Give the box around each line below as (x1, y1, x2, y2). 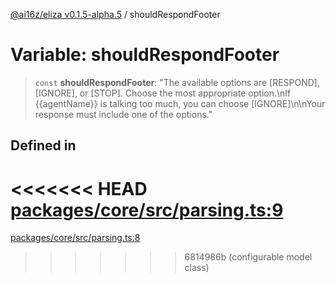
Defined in (10, 137, 77, 154)
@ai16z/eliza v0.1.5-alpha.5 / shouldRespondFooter (10, 9, 221, 20)
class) (184, 262, 210, 274)
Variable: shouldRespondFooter (10, 44, 280, 66)
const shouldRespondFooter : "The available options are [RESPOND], (34, 76, 320, 88)
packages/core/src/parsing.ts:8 (10, 232, 141, 244)
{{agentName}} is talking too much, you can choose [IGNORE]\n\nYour (34, 97, 326, 109)
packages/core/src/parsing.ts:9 (10, 199, 284, 221)
